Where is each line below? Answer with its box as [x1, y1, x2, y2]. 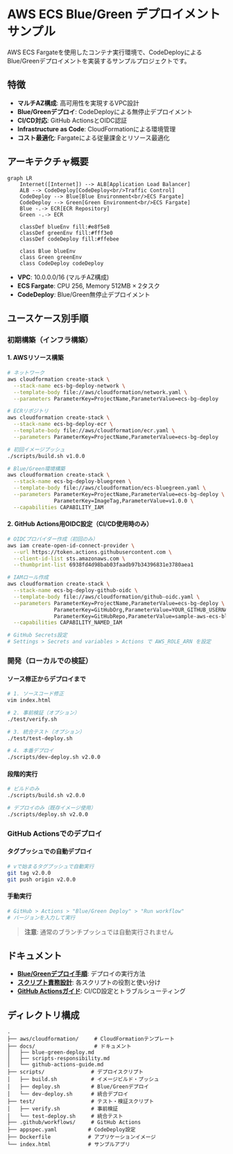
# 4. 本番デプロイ [7, 748, 54, 755]
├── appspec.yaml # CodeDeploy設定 [7, 1126, 136, 1133]
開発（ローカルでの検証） [7, 656, 93, 666]
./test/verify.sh [7, 716, 58, 723]
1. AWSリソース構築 [7, 354, 64, 362]
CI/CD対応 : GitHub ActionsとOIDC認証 [17, 116, 128, 124]
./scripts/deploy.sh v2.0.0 [7, 811, 89, 818]
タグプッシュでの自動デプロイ [7, 847, 92, 855]
